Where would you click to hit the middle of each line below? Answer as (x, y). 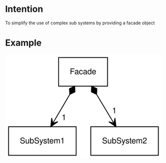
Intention (24, 9)
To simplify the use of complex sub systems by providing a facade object (80, 23)
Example (23, 43)
